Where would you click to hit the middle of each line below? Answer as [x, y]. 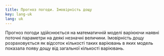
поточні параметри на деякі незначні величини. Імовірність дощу [75, 38]
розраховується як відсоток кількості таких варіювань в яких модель [79, 43]
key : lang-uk [19, 14]
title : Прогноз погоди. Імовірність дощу [49, 10]
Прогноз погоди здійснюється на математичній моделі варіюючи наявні [82, 33]
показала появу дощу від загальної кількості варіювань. [65, 48]
